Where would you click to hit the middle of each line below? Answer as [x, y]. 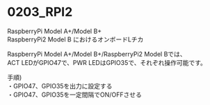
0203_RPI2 [40, 12]
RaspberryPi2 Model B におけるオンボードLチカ [75, 39]
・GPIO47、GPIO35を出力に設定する [60, 86]
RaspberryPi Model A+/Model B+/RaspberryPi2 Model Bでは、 [97, 54]
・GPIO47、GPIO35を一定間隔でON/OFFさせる [75, 95]
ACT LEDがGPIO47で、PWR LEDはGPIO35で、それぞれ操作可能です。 [107, 62]
